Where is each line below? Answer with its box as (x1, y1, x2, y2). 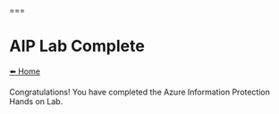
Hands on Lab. (9, 95, 63, 107)
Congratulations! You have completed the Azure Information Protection (9, 86, 271, 97)
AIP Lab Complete (9, 37, 145, 56)
